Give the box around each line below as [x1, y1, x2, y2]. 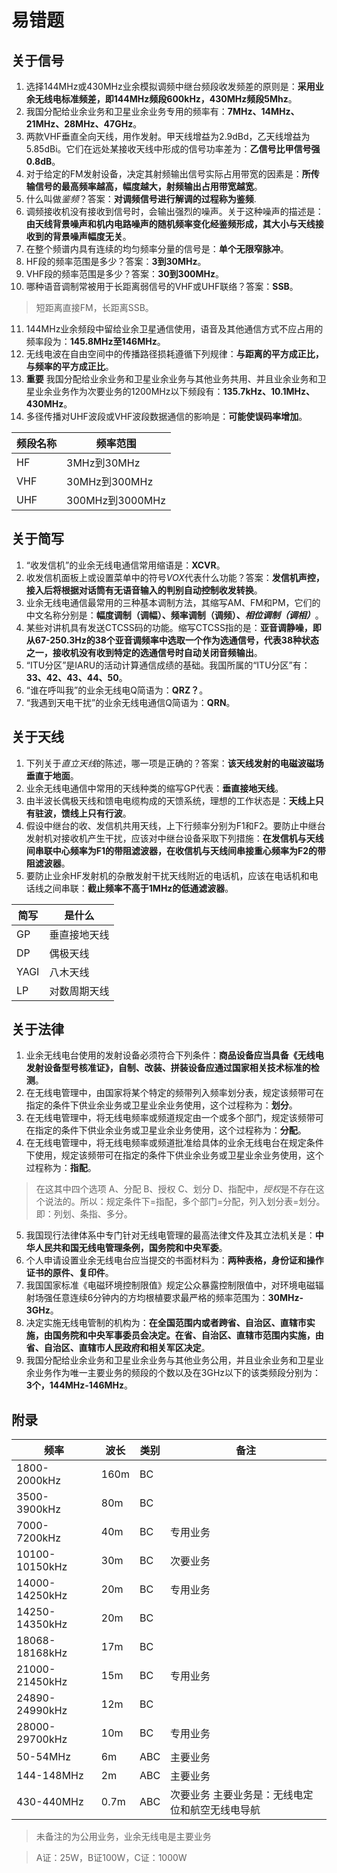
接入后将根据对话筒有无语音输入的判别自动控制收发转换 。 [25, 584, 263, 596]
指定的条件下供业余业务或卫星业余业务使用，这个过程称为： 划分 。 [25, 1099, 298, 1111]
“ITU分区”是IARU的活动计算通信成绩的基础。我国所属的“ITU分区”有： [25, 659, 311, 671]
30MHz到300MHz [66, 475, 154, 488]
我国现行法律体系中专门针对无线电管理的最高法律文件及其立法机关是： [25, 1229, 316, 1241]
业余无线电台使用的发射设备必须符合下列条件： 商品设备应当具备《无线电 [25, 1049, 324, 1061]
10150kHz [16, 1560, 68, 1574]
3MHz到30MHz [66, 456, 141, 470]
